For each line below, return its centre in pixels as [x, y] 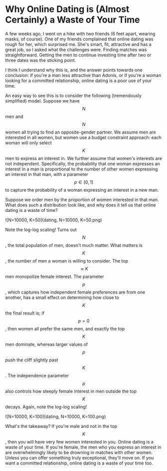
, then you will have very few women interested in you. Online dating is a [79, 441]
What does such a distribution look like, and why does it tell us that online [81, 205]
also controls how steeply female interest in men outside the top [71, 391]
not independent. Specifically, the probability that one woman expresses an [83, 163]
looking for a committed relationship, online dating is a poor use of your [79, 80]
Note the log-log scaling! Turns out [41, 229]
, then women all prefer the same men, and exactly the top [65, 328]
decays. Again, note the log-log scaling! [46, 406]
